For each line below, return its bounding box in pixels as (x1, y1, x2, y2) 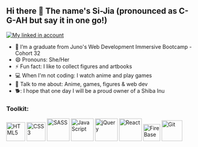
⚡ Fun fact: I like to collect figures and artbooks (14, 63, 132, 70)
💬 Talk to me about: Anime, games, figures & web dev (14, 80, 148, 87)
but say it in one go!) (29, 16, 108, 26)
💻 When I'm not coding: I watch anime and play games (14, 72, 152, 79)
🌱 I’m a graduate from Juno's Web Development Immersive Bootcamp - (14, 43, 192, 50)
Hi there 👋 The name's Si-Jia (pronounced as (6, 6, 178, 16)
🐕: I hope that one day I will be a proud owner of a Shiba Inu (14, 87, 165, 94)
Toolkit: (6, 104, 29, 113)
